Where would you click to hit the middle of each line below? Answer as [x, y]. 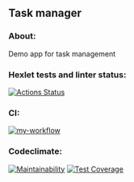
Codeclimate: [36, 151]
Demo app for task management [62, 54]
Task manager [45, 13]
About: [22, 36]
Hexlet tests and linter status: [67, 74]
